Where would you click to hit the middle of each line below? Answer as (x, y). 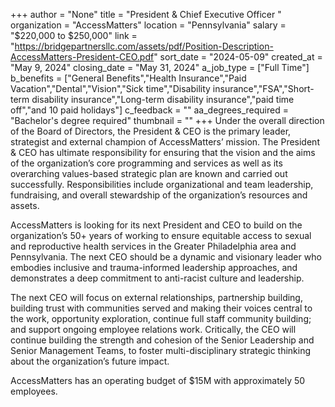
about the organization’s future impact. (90, 361)
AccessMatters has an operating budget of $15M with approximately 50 (158, 380)
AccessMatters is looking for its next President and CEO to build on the (156, 225)
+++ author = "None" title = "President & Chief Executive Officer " (146, 14)
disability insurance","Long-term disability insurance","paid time (163, 99)
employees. (34, 391)
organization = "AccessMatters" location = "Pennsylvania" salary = (148, 25)
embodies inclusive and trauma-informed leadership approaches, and (154, 267)
